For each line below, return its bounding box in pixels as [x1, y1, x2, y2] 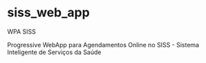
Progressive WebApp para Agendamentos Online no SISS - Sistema [7, 40, 199, 49]
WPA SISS [7, 27, 37, 36]
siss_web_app [7, 5, 90, 21]
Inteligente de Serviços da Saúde [7, 48, 102, 56]
